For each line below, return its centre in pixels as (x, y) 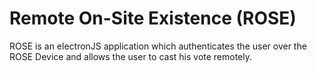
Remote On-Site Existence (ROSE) (153, 18)
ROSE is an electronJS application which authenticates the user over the (158, 46)
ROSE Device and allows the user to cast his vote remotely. (131, 56)
